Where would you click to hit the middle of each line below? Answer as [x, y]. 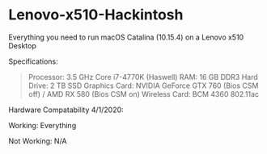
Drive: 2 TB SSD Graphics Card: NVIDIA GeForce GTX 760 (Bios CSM [143, 85]
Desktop [22, 45]
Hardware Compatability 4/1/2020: [66, 110]
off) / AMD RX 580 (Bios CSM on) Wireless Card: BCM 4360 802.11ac [144, 94]
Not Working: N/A [38, 141]
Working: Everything [42, 125]
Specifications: [33, 61]
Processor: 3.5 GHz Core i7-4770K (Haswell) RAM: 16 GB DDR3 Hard [143, 77]
